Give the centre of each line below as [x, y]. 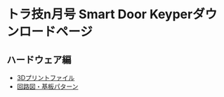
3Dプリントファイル [46, 78]
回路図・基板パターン [47, 87]
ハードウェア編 [39, 60]
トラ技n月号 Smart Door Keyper [100, 14]
